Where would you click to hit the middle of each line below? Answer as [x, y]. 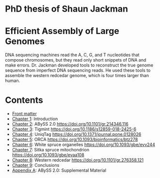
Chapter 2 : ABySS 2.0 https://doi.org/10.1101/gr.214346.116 [70, 124]
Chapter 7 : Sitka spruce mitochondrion [51, 150]
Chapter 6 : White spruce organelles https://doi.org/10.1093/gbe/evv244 [83, 145]
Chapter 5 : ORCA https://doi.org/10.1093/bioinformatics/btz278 [75, 140]
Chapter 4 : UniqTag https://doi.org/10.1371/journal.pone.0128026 [77, 134]
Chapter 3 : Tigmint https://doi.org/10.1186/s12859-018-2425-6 [74, 129]
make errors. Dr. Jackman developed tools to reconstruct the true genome [79, 65]
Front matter [24, 114]
